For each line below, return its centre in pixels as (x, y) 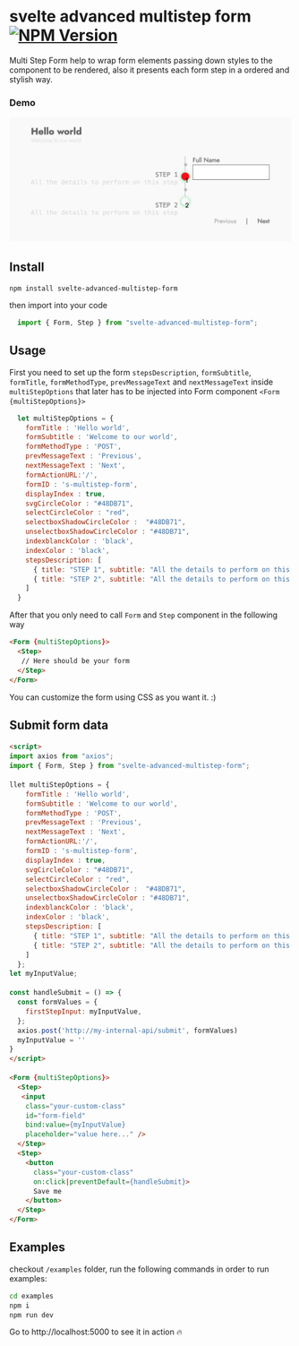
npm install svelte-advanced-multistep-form (94, 289)
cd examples (31, 1296)
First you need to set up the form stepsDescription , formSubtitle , (131, 372)
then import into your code (58, 306)
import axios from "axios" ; (62, 756)
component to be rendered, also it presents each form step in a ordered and (149, 70)
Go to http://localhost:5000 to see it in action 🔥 (96, 1332)
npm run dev (31, 1315)
